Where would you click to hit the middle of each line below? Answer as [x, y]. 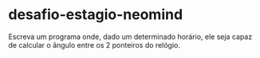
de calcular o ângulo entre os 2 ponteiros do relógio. [95, 44]
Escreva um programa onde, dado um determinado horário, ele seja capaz [130, 37]
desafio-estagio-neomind [96, 15]
